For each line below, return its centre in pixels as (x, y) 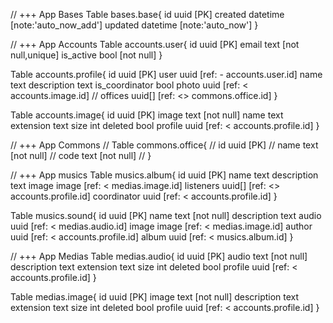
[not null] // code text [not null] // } (81, 155)
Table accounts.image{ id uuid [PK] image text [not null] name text (147, 115)
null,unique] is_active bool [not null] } (86, 55)
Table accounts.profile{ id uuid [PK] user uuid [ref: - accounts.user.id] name (166, 74)
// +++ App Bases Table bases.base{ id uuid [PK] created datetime (147, 14)
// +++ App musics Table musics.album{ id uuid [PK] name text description (164, 175)
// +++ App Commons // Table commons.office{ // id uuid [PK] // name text (164, 145)
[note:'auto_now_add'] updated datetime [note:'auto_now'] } (134, 25)
